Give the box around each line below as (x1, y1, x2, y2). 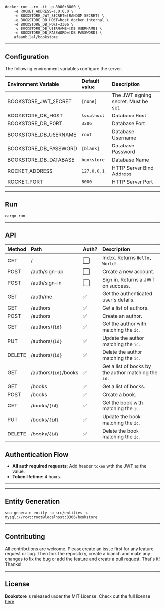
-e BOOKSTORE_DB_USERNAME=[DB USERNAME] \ (14, 26, 102, 31)
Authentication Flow (5, 450, 69, 459)
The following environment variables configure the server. (5, 65, 122, 71)
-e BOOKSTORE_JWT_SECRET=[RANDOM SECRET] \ (14, 13, 105, 18)
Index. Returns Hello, (102, 254, 152, 261)
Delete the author (102, 349, 142, 356)
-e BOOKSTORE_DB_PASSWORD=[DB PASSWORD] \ (14, 30, 102, 35)
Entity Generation (5, 497, 60, 506)
